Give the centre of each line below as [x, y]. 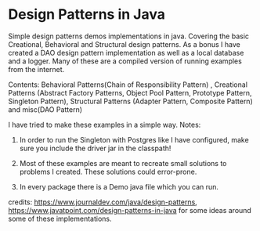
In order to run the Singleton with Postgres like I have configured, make [134, 139]
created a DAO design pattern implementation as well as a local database [126, 52]
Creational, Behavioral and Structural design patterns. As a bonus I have [124, 44]
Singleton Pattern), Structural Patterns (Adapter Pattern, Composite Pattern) [130, 101]
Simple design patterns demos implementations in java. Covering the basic [128, 36]
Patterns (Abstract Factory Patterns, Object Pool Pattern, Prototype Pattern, [130, 92]
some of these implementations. [60, 218]
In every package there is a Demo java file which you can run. [119, 186]
